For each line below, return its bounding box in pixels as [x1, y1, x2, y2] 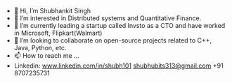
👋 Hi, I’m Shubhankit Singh [13, 7, 91, 15]
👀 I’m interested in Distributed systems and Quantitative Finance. [13, 14, 202, 22]
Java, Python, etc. [13, 44, 67, 52]
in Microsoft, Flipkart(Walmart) [13, 29, 103, 37]
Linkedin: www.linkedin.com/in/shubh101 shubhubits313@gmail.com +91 [13, 61, 224, 70]
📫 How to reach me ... [13, 52, 79, 59]
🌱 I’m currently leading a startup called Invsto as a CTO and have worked [13, 22, 226, 29]
